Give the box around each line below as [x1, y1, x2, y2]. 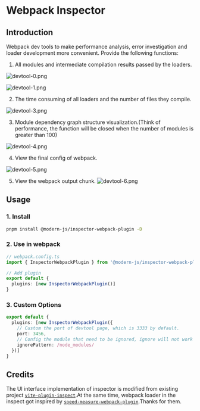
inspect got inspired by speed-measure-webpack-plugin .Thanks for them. [6, 398, 182, 405]
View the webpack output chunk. [14, 178, 96, 185]
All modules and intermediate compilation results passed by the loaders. [14, 61, 192, 68]
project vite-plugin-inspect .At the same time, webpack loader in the [6, 391, 176, 399]
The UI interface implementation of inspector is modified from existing [6, 385, 179, 393]
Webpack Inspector [6, 4, 105, 17]
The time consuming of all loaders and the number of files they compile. [14, 96, 192, 102]
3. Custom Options [6, 301, 61, 309]
